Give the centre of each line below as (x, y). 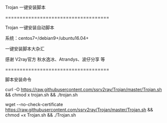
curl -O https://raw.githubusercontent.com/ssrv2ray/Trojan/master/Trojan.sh (83, 89)
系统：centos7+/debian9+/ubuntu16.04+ (47, 38)
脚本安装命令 (18, 79)
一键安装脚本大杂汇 (25, 49)
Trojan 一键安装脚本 (25, 7)
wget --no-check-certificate (34, 104)
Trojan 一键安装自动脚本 (30, 27)
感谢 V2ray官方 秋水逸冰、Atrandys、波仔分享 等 (55, 59)
